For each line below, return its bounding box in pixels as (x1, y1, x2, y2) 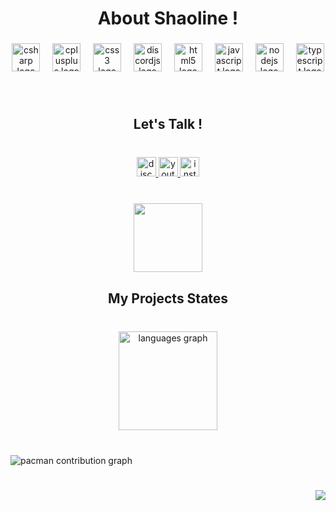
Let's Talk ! (133, 116, 203, 133)
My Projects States (107, 290, 229, 307)
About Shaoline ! (97, 7, 239, 30)
